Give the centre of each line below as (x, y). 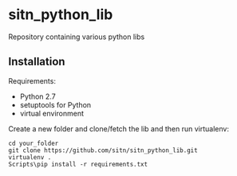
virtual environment (52, 113)
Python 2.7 (38, 96)
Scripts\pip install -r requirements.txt (78, 164)
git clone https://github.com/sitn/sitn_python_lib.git (103, 150)
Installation (37, 62)
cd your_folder (34, 143)
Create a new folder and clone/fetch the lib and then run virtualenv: (119, 128)
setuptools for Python (55, 104)
